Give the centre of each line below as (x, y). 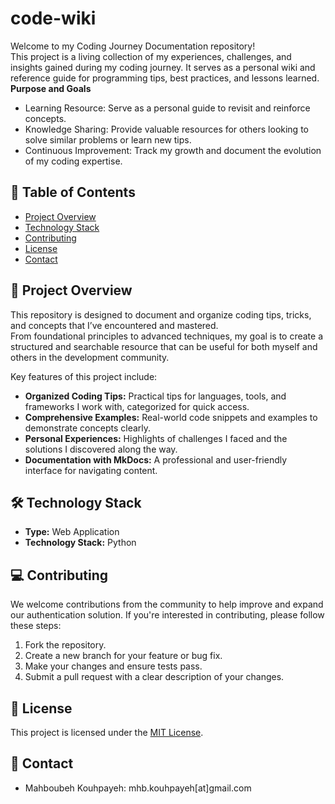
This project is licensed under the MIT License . (107, 732)
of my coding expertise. (73, 161)
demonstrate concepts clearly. (88, 428)
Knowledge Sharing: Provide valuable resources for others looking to (166, 129)
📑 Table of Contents (73, 192)
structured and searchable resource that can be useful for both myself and (164, 346)
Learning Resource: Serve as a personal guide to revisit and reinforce (167, 108)
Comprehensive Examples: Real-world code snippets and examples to (171, 417)
